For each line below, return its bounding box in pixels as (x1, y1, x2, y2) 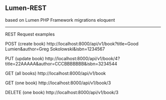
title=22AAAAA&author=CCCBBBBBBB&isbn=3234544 (5, 61, 118, 67)
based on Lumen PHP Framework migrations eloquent (5, 17, 115, 23)
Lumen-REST (5, 4, 47, 12)
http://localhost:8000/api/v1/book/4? (45, 55, 120, 61)
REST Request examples (5, 31, 55, 37)
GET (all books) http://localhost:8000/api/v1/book (5, 70, 106, 76)
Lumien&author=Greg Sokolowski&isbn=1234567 (5, 46, 105, 52)
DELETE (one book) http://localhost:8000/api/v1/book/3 (5, 89, 119, 95)
